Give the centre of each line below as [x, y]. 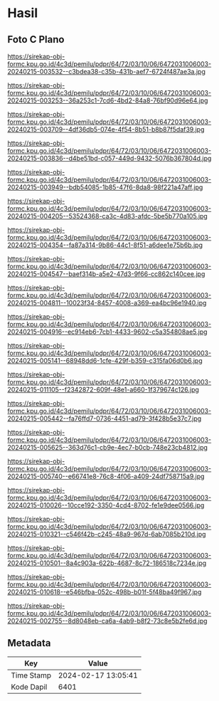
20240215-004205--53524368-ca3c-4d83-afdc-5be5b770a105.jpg [107, 216]
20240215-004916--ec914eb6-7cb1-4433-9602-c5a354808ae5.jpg [107, 332]
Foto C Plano [36, 39]
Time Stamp [31, 675]
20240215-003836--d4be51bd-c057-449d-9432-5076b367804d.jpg [109, 158]
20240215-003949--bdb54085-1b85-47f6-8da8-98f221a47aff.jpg [105, 187]
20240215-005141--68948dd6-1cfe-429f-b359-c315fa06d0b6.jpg [105, 360]
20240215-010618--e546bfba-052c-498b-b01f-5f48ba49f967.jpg [105, 592]
